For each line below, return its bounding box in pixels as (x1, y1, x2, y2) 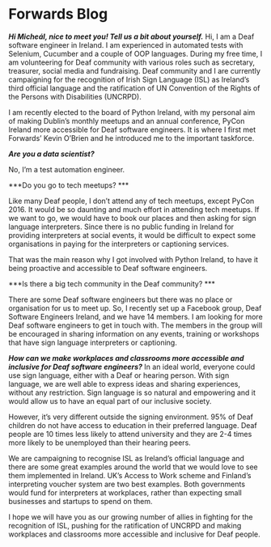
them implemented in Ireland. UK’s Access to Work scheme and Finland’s (8, 470, 252, 480)
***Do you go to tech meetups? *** (8, 180, 129, 190)
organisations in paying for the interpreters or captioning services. (8, 239, 229, 248)
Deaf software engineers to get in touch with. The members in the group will (8, 320, 263, 330)
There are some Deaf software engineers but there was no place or (8, 295, 233, 304)
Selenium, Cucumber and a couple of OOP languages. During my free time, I (8, 49, 263, 58)
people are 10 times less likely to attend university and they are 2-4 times (8, 429, 252, 439)
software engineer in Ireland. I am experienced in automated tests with (8, 40, 243, 49)
